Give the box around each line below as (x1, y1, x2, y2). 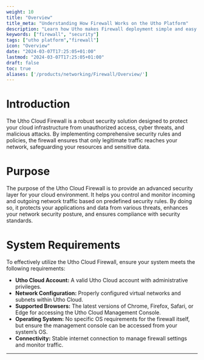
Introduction (6, 97, 70, 111)
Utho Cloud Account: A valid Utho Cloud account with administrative (15, 277, 188, 284)
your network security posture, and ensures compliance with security (6, 210, 180, 218)
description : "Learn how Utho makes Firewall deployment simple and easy (6, 26, 197, 32)
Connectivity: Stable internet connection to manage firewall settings (15, 335, 187, 342)
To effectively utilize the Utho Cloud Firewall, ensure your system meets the (6, 258, 195, 266)
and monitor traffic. (15, 341, 64, 348)
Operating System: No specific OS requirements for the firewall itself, (15, 316, 190, 323)
